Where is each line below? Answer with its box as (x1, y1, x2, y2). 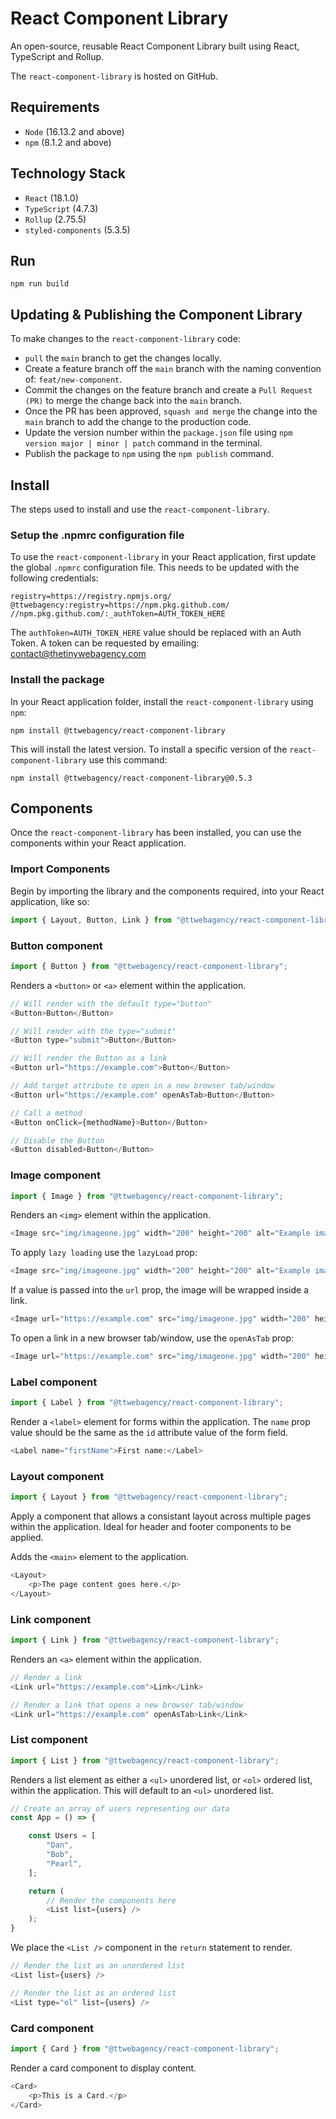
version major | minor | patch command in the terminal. (24, 437, 263, 449)
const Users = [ (28, 1831, 97, 1841)
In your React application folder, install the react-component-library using (10, 695, 314, 707)
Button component (10, 938, 103, 952)
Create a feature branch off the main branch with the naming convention (24, 363, 322, 375)
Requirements (10, 99, 100, 116)
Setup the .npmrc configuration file (10, 528, 185, 542)
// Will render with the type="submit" (10, 1026, 177, 1036)
